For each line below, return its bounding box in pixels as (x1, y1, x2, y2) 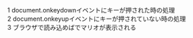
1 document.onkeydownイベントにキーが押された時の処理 (7, 6, 175, 14)
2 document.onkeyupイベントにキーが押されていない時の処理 (7, 15, 187, 23)
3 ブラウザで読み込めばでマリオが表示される (7, 23, 137, 31)
